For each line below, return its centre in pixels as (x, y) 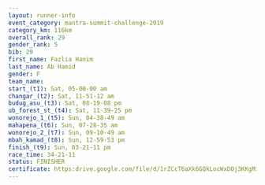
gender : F (24, 74)
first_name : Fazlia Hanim (50, 60)
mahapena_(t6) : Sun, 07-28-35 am (63, 125)
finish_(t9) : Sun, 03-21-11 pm (60, 147)
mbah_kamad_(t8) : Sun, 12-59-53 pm (67, 140)
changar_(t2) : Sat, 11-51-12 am (61, 96)
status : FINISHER (37, 162)
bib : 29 (21, 52)
